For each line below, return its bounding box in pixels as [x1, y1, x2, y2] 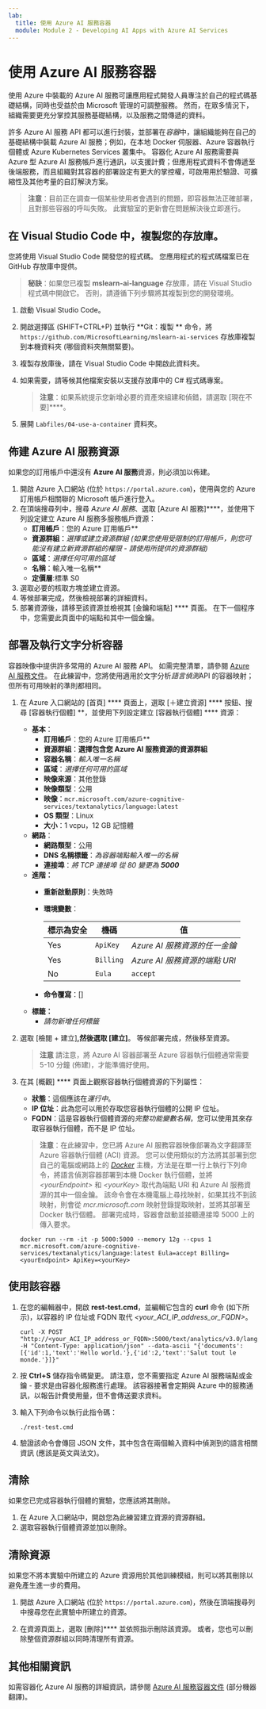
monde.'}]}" [19, 1355, 59, 1364]
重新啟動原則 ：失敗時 [43, 887, 113, 896]
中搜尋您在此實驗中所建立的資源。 [19, 1607, 131, 1617]
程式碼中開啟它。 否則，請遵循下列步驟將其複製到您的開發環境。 [27, 289, 238, 298]
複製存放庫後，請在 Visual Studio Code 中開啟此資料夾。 [19, 358, 204, 369]
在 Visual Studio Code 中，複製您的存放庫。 [8, 229, 224, 243]
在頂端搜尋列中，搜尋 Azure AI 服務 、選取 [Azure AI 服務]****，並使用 [19, 504, 249, 513]
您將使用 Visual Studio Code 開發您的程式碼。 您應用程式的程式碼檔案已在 [8, 251, 250, 262]
